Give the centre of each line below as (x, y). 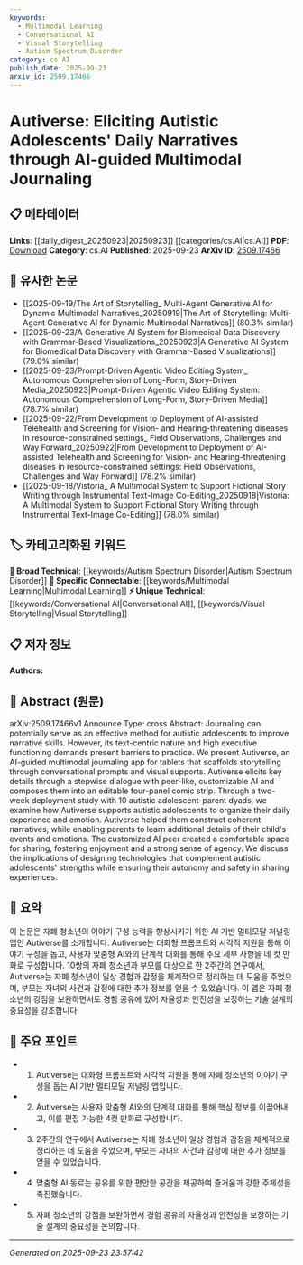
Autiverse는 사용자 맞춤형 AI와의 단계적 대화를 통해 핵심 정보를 (146, 1107)
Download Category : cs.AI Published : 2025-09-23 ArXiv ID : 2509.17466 (145, 250)
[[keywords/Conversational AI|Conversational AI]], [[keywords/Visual (138, 604)
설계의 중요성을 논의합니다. (92, 1226)
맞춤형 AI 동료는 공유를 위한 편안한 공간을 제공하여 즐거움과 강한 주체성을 (163, 1182)
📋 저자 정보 (41, 644)
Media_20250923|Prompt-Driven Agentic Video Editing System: (141, 389)
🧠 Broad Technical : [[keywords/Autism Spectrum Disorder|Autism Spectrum (151, 571)
